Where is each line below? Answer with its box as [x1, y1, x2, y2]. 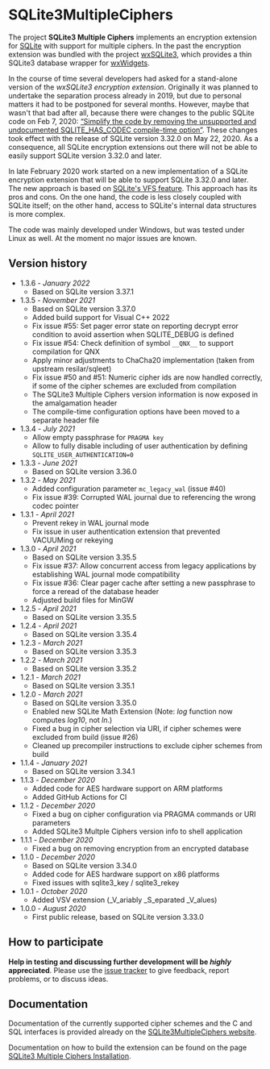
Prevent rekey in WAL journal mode [31, 518, 149, 527]
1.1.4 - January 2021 [19, 758, 88, 767]
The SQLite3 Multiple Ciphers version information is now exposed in [31, 389, 259, 399]
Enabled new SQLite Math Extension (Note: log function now [31, 706, 233, 716]
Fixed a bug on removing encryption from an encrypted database [31, 843, 250, 853]
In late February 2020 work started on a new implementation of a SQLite [8, 166, 248, 176]
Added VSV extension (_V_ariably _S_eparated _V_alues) [31, 895, 218, 905]
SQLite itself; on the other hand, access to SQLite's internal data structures [8, 200, 257, 210]
